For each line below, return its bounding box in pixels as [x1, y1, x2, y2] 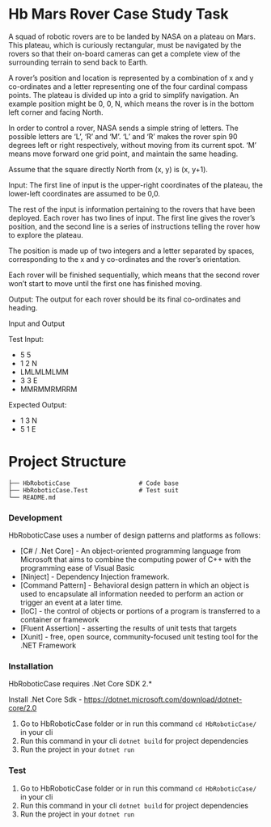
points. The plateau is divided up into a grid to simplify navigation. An [8, 90, 239, 99]
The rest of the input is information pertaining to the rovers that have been [8, 204, 256, 214]
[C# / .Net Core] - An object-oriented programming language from [19, 546, 241, 556]
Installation [8, 660, 54, 672]
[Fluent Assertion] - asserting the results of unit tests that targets [19, 623, 237, 633]
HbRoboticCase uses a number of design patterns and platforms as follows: [8, 530, 261, 540]
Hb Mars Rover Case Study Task [8, 5, 229, 23]
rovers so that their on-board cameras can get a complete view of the [8, 49, 241, 58]
